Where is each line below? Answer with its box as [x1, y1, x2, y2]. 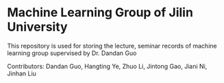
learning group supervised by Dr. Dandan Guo [7, 49, 137, 57]
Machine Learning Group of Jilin [7, 5, 194, 20]
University [7, 19, 68, 35]
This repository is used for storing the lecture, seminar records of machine [7, 41, 217, 50]
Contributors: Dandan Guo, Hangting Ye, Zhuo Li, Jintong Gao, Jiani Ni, [7, 62, 208, 70]
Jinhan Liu [7, 69, 36, 78]
